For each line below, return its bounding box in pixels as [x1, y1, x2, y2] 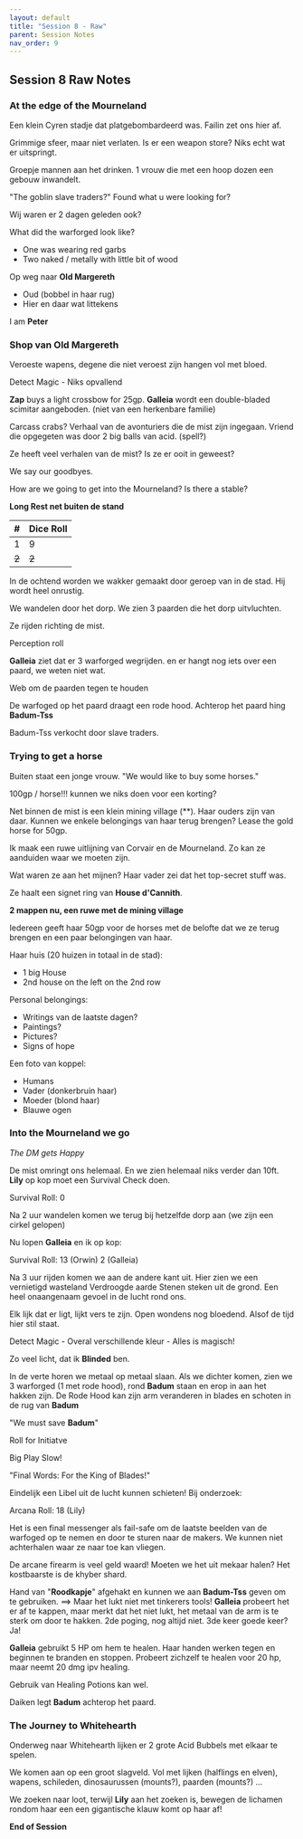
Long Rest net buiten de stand [9, 501, 125, 512]
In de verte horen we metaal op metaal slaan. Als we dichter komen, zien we [9, 1370, 293, 1381]
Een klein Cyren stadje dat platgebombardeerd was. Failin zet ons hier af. [9, 119, 282, 130]
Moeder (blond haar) [22, 1094, 100, 1105]
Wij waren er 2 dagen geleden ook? [9, 209, 142, 220]
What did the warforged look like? [9, 226, 136, 237]
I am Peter [9, 316, 49, 327]
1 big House [22, 967, 67, 977]
